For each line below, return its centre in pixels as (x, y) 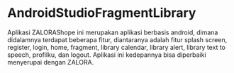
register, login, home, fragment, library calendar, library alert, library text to (116, 47)
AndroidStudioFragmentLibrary (102, 13)
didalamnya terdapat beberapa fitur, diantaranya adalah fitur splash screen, (117, 39)
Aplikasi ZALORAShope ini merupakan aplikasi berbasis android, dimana (113, 32)
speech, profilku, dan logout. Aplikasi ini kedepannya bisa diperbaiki (107, 55)
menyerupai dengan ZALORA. (51, 62)
